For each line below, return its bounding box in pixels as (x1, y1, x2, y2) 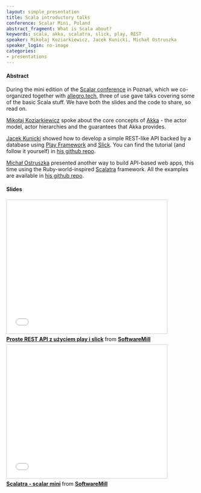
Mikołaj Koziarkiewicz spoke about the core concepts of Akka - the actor (6, 116, 187, 124)
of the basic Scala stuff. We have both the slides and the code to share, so (6, 98, 191, 105)
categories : (6, 48, 36, 54)
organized (6, 92, 31, 99)
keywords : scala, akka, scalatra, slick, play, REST (6, 31, 142, 37)
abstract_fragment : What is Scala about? (6, 25, 112, 32)
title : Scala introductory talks (6, 14, 91, 20)
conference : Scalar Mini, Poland (6, 20, 91, 26)
